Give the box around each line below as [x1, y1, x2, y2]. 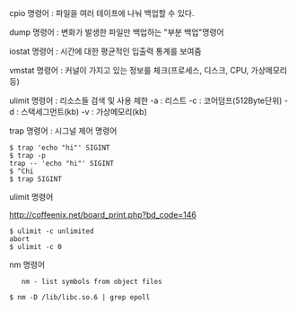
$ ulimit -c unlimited [9, 227, 94, 236]
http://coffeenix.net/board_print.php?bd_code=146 [9, 210, 197, 220]
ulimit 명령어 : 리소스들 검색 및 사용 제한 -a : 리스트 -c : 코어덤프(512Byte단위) [9, 95, 283, 106]
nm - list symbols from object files [21, 277, 163, 286]
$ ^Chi [9, 167, 34, 176]
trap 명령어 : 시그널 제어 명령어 [9, 125, 118, 136]
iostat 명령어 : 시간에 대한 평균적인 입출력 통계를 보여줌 [9, 46, 202, 56]
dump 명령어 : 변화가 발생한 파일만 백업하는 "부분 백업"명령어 [9, 27, 224, 38]
